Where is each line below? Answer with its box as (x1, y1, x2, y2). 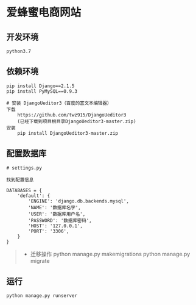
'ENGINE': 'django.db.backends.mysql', (28, 198, 130, 204)
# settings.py (6, 165, 43, 171)
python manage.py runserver (6, 293, 78, 299)
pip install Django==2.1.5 (6, 83, 75, 89)
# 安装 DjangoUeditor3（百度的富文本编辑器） (6, 100, 112, 106)
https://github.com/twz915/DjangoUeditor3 (17, 112, 127, 118)
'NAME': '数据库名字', (28, 204, 81, 210)
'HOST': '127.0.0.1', (28, 223, 83, 229)
